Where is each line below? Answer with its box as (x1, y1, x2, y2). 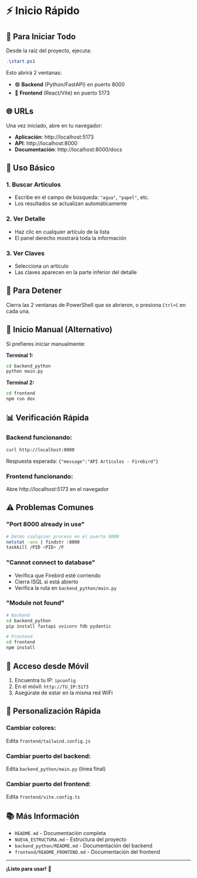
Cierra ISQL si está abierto (14, 578, 79, 585)
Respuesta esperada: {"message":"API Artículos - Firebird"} (6, 458, 159, 465)
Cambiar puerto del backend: (6, 752, 91, 760)
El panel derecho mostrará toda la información (14, 234, 127, 241)
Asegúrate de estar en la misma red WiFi (14, 689, 113, 696)
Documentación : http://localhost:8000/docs (14, 146, 123, 153)
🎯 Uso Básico (6, 163, 55, 173)
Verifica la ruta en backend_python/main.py (14, 584, 117, 591)
